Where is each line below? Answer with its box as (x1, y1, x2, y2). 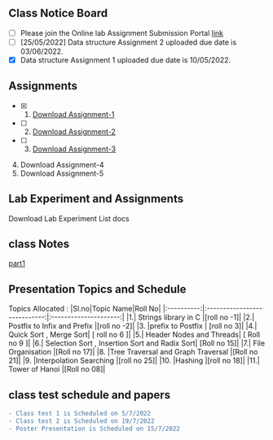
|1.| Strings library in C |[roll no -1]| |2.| (125, 312, 255, 322)
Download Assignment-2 (32, 126, 117, 137)
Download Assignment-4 (20, 159, 104, 169)
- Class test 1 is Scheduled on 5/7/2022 (8, 410, 152, 418)
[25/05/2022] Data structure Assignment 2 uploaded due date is (20, 37, 237, 47)
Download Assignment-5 (20, 168, 104, 178)
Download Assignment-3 (32, 144, 117, 154)
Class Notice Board (8, 7, 108, 20)
